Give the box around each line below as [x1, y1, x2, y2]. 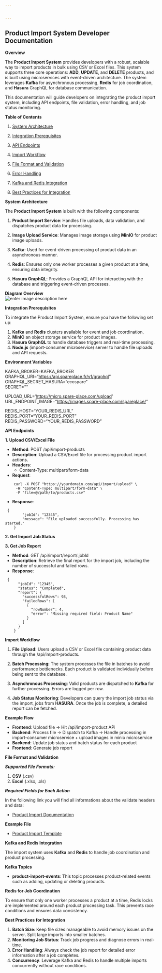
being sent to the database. [12, 671, 67, 677]
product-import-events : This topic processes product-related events [12, 873, 151, 879]
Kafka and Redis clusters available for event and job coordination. [12, 329, 144, 335]
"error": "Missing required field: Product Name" [30, 611, 133, 616]
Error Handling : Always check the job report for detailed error [12, 947, 135, 953]
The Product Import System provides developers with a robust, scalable [5, 59, 150, 65]
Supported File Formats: [5, 764, 55, 769]
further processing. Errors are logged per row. [12, 685, 104, 691]
